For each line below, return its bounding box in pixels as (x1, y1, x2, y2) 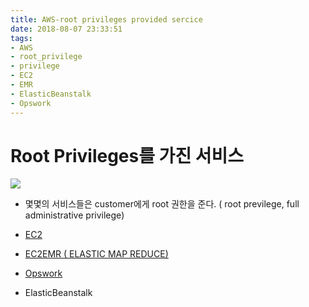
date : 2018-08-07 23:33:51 (10, 24, 123, 34)
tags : (10, 33, 33, 43)
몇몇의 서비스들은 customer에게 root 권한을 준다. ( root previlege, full (24, 198, 300, 210)
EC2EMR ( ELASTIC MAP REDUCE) (24, 248, 169, 260)
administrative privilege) (24, 209, 125, 221)
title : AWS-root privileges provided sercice (10, 14, 203, 25)
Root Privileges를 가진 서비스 (10, 144, 245, 167)
